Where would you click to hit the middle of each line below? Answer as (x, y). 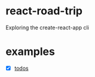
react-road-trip (44, 11)
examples (30, 52)
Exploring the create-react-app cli (47, 27)
